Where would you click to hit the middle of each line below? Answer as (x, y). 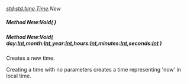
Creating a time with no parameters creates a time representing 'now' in (94, 70)
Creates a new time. (30, 58)
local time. (19, 76)
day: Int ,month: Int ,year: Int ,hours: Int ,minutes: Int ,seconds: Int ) (84, 43)
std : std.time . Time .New (33, 9)
